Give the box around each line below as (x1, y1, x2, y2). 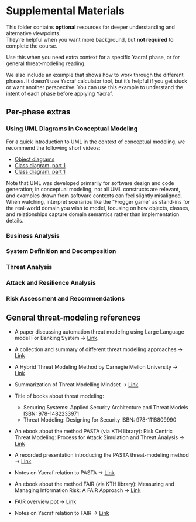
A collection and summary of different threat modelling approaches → (14, 346, 183, 353)
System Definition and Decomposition (6, 247, 116, 255)
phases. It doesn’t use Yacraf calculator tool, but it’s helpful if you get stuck (6, 78, 188, 85)
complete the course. (6, 42, 57, 49)
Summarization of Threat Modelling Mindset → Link (14, 381, 139, 388)
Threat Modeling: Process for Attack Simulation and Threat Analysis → (14, 434, 184, 441)
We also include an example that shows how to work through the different (6, 71, 184, 78)
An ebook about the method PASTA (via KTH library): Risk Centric (14, 427, 173, 435)
